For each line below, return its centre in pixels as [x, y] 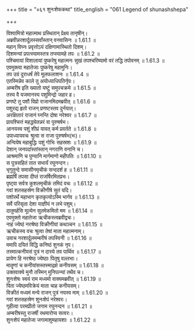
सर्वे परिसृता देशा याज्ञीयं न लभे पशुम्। [41, 204]
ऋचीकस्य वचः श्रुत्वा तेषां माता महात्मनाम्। [46, 231]
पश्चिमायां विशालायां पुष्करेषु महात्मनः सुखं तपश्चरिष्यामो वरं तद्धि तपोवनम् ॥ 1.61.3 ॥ [86, 60]
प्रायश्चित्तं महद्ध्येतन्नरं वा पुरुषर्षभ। [38, 122]
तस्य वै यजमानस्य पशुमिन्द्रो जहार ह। [41, 95]
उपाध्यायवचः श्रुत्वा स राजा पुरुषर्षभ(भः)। [44, 136]
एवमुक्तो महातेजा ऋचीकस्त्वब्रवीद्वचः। [41, 217]
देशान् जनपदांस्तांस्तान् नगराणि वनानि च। [45, 149]
